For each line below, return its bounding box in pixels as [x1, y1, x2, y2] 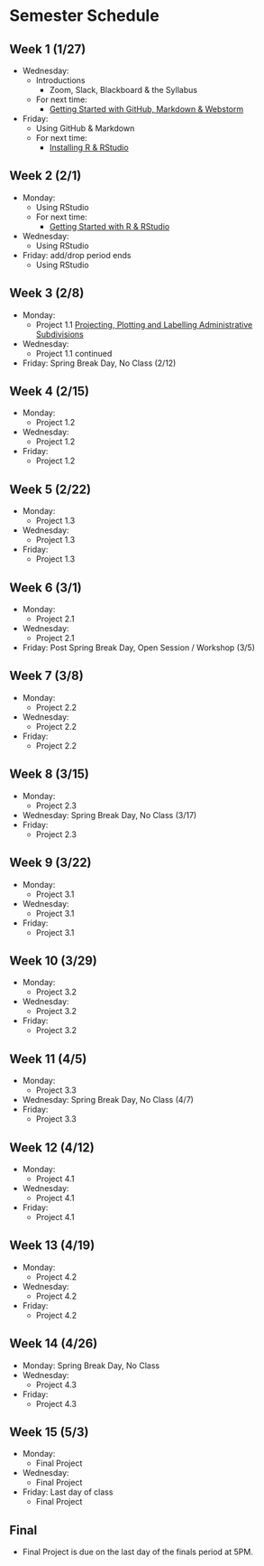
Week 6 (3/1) [9, 580, 83, 595]
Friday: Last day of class [22, 1487, 114, 1497]
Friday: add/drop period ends [22, 249, 132, 260]
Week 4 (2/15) [9, 384, 90, 399]
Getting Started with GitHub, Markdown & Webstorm [49, 104, 244, 114]
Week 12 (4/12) [9, 1140, 95, 1155]
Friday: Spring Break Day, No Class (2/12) [22, 358, 177, 368]
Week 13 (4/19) [9, 1238, 96, 1254]
